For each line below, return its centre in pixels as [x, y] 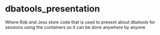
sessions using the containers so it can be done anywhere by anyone [75, 27]
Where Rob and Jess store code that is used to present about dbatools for [80, 22]
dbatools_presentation [52, 9]
